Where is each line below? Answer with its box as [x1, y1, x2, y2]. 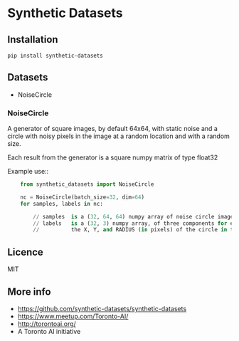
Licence [7, 246, 44, 258]
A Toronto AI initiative [17, 327, 81, 335]
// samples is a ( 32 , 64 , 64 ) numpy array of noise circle [33, 213, 215, 220]
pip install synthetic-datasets [7, 52, 103, 59]
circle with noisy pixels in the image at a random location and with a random [7, 132, 230, 140]
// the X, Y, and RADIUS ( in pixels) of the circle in [33, 226, 228, 234]
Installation [7, 33, 58, 46]
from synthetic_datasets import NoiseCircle [20, 181, 154, 188]
